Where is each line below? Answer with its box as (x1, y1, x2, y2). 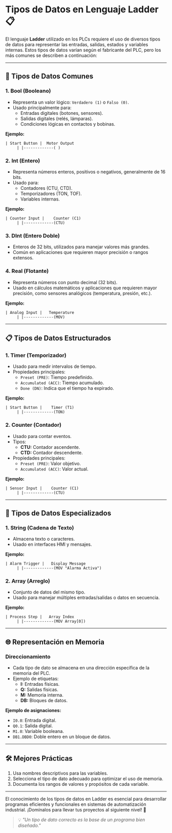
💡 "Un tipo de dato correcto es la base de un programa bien (17, 817, 145, 823)
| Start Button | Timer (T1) (5, 405, 74, 410)
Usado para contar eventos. (12, 433, 72, 439)
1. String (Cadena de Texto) (5, 524, 74, 531)
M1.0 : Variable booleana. (12, 728, 64, 735)
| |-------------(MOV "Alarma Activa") (16, 566, 102, 571)
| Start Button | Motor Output (5, 141, 74, 146)
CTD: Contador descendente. (20, 449, 83, 455)
